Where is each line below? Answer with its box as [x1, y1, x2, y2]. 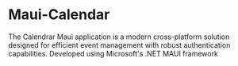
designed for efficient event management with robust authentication [8, 40, 231, 49]
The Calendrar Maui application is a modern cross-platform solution [8, 32, 230, 41]
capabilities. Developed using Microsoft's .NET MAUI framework [8, 49, 218, 58]
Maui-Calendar [8, 6, 110, 24]
